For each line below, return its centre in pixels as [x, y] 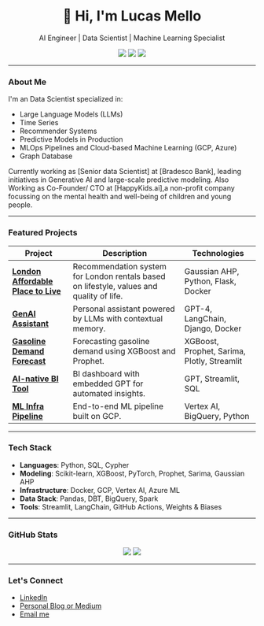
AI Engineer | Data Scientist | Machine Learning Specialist [132, 38]
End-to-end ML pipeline [118, 406]
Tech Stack [30, 448]
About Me [27, 82]
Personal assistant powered [124, 309]
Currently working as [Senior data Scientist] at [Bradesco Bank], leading [125, 172]
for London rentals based [119, 276]
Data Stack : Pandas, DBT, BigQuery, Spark [89, 498]
